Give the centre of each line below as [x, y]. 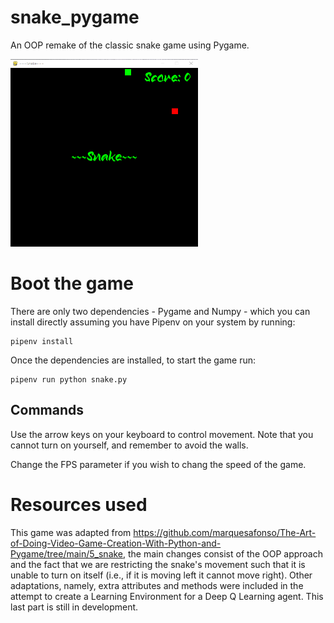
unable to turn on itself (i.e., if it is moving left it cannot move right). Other [161, 575]
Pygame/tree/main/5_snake [67, 553]
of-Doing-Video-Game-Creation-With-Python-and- [116, 543]
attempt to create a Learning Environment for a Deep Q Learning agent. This [167, 596]
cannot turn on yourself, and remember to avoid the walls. [129, 445]
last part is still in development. [74, 607]
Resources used [79, 504]
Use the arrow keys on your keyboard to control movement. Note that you [162, 434]
